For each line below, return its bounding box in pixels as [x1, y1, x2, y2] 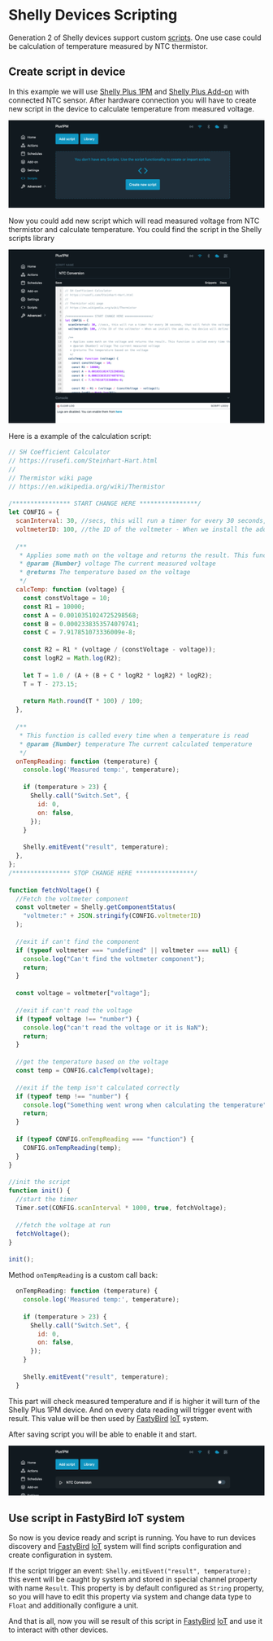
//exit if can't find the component [15, 937, 140, 946]
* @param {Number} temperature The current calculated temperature [19, 739, 253, 748]
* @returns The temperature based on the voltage [19, 568, 191, 577]
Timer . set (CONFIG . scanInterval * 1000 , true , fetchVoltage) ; [15, 1204, 227, 1213]
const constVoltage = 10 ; [23, 594, 111, 602]
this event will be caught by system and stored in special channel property [8, 1574, 258, 1585]
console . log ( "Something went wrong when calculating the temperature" [23, 1101, 267, 1109]
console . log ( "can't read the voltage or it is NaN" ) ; [23, 1024, 209, 1032]
